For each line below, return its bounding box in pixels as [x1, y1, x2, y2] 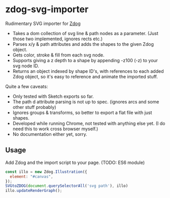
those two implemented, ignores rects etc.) [12, 36, 103, 42]
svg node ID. [12, 63, 39, 69]
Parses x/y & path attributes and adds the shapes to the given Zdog [12, 41, 154, 47]
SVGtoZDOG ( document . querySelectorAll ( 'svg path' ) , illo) [5, 183, 128, 189]
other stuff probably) [12, 104, 57, 110]
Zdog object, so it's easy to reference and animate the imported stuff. [12, 73, 158, 79]
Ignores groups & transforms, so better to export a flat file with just [12, 109, 152, 116]
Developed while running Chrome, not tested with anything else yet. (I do [12, 120, 165, 126]
